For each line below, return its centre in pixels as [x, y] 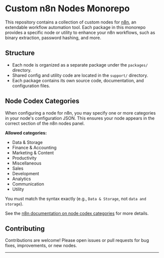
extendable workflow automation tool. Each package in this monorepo [75, 27]
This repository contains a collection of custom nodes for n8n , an [71, 22]
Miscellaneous [27, 163]
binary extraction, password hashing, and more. [53, 38]
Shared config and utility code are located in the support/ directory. [80, 75]
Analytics [21, 179]
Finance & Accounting [34, 147]
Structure [20, 53]
